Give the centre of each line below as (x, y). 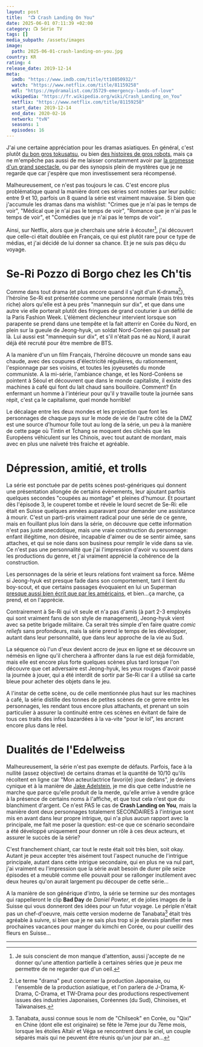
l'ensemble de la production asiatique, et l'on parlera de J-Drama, (97, 987)
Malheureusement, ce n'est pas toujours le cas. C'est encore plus (88, 185)
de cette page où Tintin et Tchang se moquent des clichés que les (89, 431)
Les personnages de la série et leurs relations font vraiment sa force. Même (100, 574)
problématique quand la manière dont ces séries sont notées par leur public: (101, 191)
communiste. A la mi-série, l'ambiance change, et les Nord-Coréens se (95, 374)
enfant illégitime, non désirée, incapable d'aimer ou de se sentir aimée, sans (101, 537)
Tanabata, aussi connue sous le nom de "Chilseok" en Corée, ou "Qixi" (103, 1018)
